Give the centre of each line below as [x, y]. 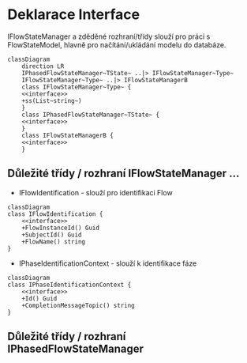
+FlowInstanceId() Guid [61, 228]
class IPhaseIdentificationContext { [69, 285]
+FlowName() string [54, 242]
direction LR [43, 66]
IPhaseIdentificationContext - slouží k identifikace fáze [108, 263]
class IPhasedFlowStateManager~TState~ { [90, 115]
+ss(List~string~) [52, 100]
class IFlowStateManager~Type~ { [77, 87]
